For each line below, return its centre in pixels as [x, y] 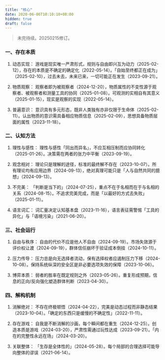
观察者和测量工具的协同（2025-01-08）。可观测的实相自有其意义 [95, 93]
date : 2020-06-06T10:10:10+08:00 [39, 14]
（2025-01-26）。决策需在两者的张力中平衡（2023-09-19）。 [73, 154]
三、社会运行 [20, 230]
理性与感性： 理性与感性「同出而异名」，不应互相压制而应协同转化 [79, 147]
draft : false [18, 23]
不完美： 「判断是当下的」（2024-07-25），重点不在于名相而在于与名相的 [86, 187]
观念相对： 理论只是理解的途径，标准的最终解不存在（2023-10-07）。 [82, 164]
